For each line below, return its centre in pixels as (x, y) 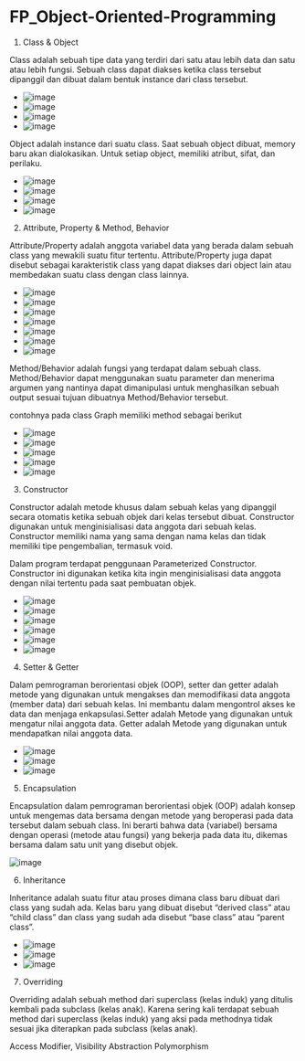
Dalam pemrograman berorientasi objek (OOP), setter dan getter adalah (144, 684)
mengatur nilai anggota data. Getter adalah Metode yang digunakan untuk (148, 723)
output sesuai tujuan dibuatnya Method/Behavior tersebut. (119, 397)
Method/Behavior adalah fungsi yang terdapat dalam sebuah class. (136, 368)
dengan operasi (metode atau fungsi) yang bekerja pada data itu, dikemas (148, 834)
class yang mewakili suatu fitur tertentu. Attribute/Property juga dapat (141, 255)
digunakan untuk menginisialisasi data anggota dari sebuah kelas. (133, 526)
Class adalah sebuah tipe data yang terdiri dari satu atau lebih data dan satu (152, 59)
